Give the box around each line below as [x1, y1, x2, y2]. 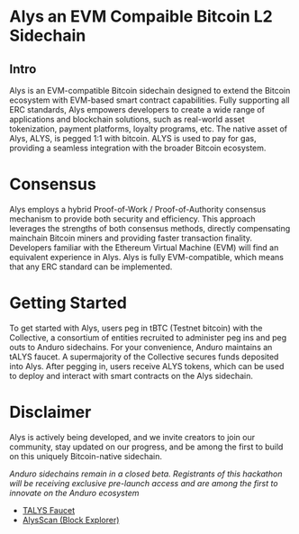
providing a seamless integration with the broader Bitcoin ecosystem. [9, 142, 267, 153]
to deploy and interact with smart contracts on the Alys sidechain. [9, 370, 254, 381]
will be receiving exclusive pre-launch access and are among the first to [9, 477, 278, 488]
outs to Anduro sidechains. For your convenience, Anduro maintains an [9, 341, 273, 352]
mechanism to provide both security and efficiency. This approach [9, 213, 256, 224]
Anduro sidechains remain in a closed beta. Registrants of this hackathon [9, 468, 283, 479]
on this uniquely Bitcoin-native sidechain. [9, 450, 163, 461]
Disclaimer [9, 403, 92, 422]
